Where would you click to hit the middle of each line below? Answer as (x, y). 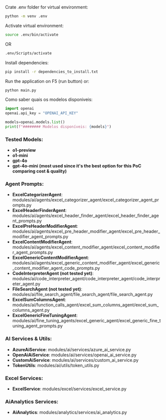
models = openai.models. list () (35, 122)
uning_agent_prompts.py (38, 326)
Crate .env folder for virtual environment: (47, 7)
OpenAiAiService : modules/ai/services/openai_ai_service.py (74, 355)
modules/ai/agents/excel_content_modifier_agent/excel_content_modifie (86, 247)
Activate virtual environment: (35, 25)
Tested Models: (24, 139)
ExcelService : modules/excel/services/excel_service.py (69, 389)
